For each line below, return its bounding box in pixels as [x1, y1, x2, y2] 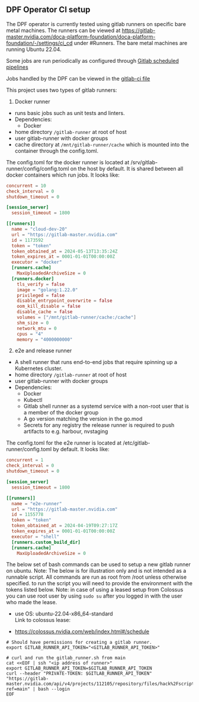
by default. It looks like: [53, 446, 110, 453]
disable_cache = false [17, 309, 73, 315]
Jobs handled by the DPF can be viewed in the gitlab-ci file [6, 75, 150, 82]
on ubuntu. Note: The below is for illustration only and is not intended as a [6, 567, 187, 575]
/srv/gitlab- [130, 158, 158, 165]
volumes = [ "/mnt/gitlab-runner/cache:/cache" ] [17, 314, 136, 321]
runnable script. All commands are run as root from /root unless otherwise [6, 573, 187, 580]
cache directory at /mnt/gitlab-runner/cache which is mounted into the [14, 141, 190, 148]
